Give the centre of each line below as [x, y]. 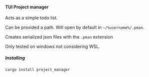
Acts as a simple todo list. [32, 18]
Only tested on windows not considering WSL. [53, 46]
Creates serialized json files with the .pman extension [59, 37]
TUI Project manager [27, 7]
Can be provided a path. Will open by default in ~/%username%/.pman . [75, 28]
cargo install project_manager [38, 70]
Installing [15, 58]
